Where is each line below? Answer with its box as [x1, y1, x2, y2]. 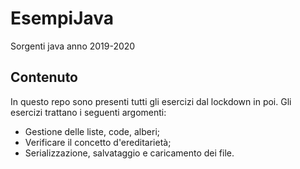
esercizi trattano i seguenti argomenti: [10, 106, 167, 118]
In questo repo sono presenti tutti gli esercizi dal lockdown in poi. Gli [10, 95, 292, 107]
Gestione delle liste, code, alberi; [24, 125, 160, 137]
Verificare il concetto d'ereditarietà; [24, 136, 172, 148]
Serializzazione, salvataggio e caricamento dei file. [24, 147, 235, 159]
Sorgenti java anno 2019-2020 [10, 40, 136, 52]
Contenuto [10, 69, 78, 86]
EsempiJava [10, 7, 115, 30]
